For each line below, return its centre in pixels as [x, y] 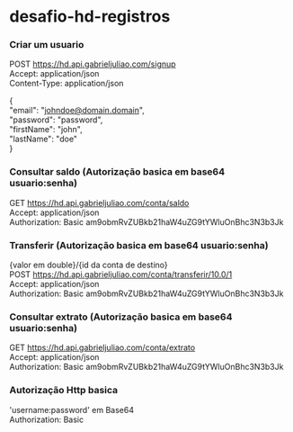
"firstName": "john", [46, 130]
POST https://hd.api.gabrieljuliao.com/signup [93, 64]
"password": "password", [56, 120]
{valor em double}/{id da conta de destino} [89, 265]
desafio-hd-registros [90, 17]
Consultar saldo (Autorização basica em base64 [117, 172]
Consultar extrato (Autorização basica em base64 [121, 317]
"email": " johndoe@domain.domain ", [77, 111]
